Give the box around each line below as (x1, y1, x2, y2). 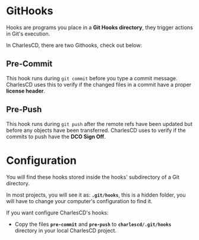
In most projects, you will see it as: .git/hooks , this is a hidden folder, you (6, 191, 186, 198)
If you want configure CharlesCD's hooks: (6, 209, 109, 216)
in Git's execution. (6, 30, 50, 37)
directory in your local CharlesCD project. (14, 227, 117, 234)
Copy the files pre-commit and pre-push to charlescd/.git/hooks (14, 220, 172, 228)
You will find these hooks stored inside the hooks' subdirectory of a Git (6, 173, 180, 181)
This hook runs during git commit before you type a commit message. (6, 74, 178, 81)
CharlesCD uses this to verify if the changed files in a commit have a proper (6, 81, 192, 88)
